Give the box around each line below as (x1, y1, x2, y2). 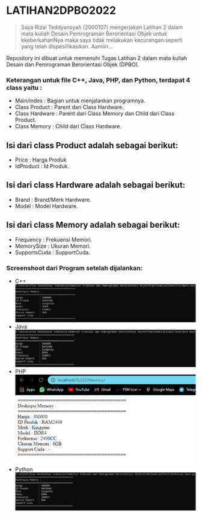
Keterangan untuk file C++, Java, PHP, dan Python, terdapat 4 (6, 76, 191, 84)
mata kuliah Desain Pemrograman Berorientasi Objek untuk (20, 30, 167, 37)
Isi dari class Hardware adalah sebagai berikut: (6, 180, 186, 190)
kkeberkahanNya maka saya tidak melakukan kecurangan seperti (20, 36, 183, 43)
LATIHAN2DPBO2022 (6, 4, 116, 17)
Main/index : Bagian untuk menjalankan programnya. (14, 97, 145, 104)
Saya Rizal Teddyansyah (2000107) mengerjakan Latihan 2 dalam (20, 23, 183, 31)
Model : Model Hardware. (14, 202, 78, 210)
